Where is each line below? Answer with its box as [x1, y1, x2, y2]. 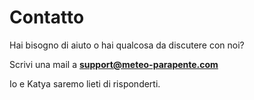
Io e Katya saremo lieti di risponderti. [9, 77, 161, 90]
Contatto [9, 6, 85, 29]
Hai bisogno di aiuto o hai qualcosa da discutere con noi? [9, 39, 245, 51]
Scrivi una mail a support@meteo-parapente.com [9, 58, 219, 70]
